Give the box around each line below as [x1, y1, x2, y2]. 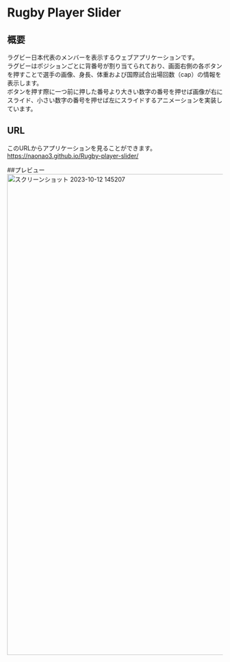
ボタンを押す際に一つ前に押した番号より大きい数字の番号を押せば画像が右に [7, 88, 223, 95]
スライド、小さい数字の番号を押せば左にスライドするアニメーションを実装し [7, 96, 222, 104]
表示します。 [7, 79, 43, 87]
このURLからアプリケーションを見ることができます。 [7, 144, 156, 152]
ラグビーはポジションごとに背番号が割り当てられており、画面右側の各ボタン [7, 62, 222, 70]
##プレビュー [7, 166, 45, 174]
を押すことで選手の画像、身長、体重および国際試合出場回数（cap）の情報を [7, 71, 222, 78]
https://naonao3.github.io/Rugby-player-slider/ [7, 151, 139, 160]
